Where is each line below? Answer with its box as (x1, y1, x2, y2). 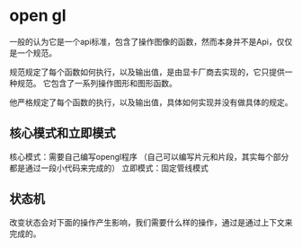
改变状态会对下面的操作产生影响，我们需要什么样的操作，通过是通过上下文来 (9, 216, 293, 227)
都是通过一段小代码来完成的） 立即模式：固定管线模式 (9, 163, 209, 173)
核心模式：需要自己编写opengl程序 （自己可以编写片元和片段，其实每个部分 (9, 151, 289, 162)
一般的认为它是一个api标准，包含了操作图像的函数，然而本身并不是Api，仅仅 (9, 36, 293, 47)
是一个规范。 (9, 47, 57, 58)
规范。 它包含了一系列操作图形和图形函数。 (16, 77, 177, 88)
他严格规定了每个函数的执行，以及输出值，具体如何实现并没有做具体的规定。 (9, 96, 293, 108)
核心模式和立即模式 (9, 126, 116, 141)
